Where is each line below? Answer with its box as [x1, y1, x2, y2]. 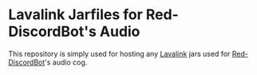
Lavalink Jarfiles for [8, 6, 144, 24]
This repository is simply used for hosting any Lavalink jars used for [8, 49, 231, 58]
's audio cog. [45, 57, 88, 67]
